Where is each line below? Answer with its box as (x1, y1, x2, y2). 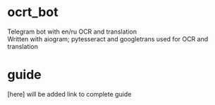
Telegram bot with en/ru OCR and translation (7, 27, 137, 36)
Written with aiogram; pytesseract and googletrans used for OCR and (7, 34, 209, 43)
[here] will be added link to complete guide (7, 90, 132, 98)
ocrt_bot (7, 4, 59, 20)
